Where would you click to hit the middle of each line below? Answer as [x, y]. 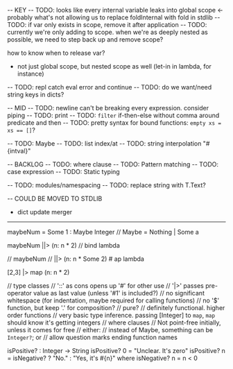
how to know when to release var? [56, 53]
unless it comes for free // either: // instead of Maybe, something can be [110, 330]
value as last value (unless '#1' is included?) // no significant [119, 293]
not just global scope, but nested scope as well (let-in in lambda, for [114, 66]
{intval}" [19, 151]
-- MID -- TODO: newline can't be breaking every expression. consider [108, 108]
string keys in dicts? [36, 94]
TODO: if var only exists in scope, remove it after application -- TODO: [107, 25]
